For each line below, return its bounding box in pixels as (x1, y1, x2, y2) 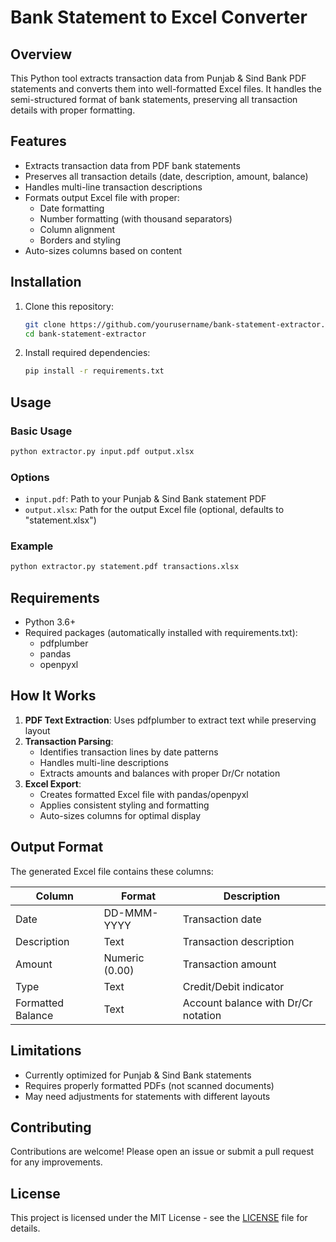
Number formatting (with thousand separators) (39, 212, 233, 225)
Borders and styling (39, 234, 121, 246)
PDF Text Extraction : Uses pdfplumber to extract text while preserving (24, 714, 317, 726)
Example (10, 539, 54, 553)
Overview (10, 46, 73, 63)
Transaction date (182, 912, 262, 926)
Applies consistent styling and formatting (39, 799, 210, 811)
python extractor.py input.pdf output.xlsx (10, 446, 195, 456)
